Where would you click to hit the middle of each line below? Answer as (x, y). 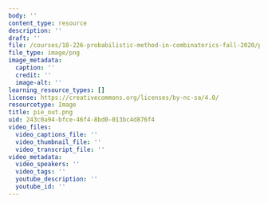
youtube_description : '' (57, 179)
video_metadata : (35, 157)
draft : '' (25, 38)
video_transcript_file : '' (60, 149)
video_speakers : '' (48, 165)
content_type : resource (48, 23)
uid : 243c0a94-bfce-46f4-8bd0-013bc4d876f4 (82, 120)
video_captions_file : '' (57, 134)
